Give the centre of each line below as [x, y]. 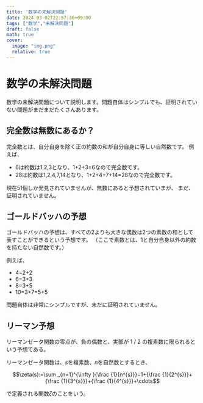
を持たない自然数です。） [37, 247]
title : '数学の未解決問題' [37, 12]
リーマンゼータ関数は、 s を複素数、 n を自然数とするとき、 [79, 362]
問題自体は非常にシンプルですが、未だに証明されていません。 [84, 305]
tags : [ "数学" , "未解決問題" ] [40, 23]
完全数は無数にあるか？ [50, 131]
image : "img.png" [34, 46]
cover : [15, 40]
